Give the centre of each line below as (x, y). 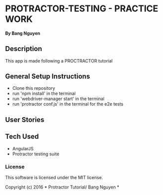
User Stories (25, 120)
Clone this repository (34, 88)
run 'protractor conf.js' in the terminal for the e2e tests (68, 104)
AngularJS (23, 148)
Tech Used (22, 137)
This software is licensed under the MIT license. (54, 177)
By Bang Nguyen (23, 33)
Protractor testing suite (36, 154)
